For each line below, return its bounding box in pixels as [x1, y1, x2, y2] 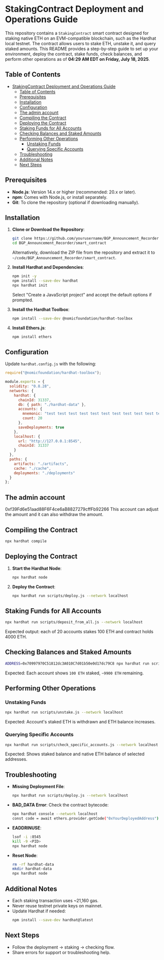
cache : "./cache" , [14, 466, 51, 471]
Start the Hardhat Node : [12, 565, 62, 571]
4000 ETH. [5, 634, 27, 640]
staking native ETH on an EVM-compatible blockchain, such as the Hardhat [5, 35, 156, 41]
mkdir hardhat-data [12, 866, 52, 872]
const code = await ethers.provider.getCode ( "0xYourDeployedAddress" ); [12, 816, 161, 821]
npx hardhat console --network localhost [12, 811, 98, 817]
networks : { [9, 388, 34, 393]
